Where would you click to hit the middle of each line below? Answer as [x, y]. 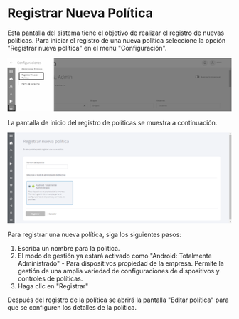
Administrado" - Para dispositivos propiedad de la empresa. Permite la [121, 263]
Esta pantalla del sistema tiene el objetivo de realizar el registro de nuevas [116, 33]
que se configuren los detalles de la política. [72, 308]
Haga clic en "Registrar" [53, 286]
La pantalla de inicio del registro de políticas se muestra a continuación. [112, 122]
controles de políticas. [50, 278]
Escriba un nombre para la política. [69, 249]
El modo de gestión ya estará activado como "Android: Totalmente [115, 256]
